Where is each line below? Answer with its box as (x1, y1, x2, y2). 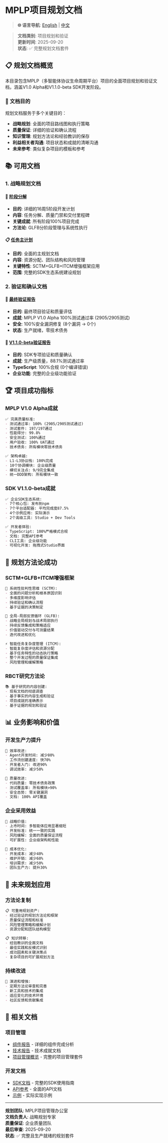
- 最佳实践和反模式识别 (5, 945, 47, 950)
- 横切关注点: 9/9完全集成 (5, 468, 55, 473)
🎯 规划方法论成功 (5, 558, 57, 566)
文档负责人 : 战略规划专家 (5, 1114, 56, 1120)
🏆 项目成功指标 (5, 387, 54, 395)
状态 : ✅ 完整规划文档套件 (17, 45, 69, 51)
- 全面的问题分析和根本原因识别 (5, 590, 62, 596)
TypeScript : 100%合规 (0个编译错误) (12, 364, 88, 370)
